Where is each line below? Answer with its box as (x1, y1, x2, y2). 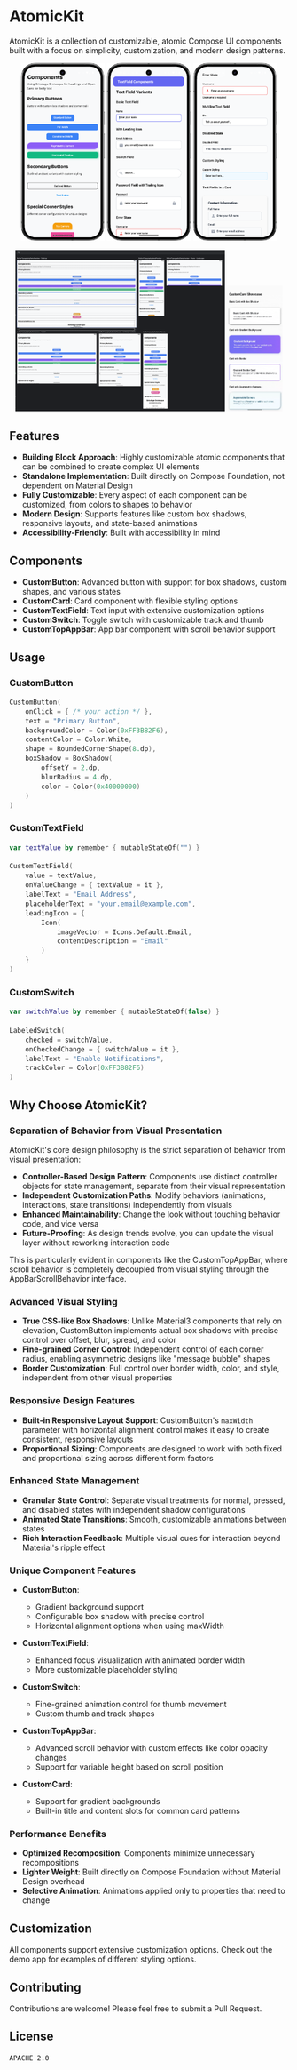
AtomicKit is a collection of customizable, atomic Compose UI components (9, 36, 282, 46)
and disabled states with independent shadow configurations (21, 1504, 246, 1515)
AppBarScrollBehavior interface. (9, 1273, 127, 1283)
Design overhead (21, 1876, 86, 1887)
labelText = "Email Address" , (25, 891, 137, 899)
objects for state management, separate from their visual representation (21, 1180, 285, 1191)
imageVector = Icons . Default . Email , (56, 927, 192, 937)
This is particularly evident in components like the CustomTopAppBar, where (9, 1254, 288, 1265)
